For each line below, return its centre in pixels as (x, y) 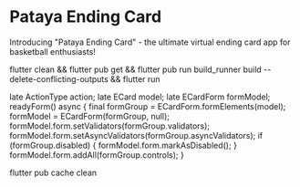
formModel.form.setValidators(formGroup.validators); (110, 126)
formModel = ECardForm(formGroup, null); (90, 116)
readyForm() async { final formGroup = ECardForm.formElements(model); (148, 106)
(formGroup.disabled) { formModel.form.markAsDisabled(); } (123, 145)
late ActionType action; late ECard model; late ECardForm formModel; (140, 97)
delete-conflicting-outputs (59, 78)
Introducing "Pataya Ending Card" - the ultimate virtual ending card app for (150, 42)
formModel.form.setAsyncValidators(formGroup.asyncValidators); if (136, 135)
